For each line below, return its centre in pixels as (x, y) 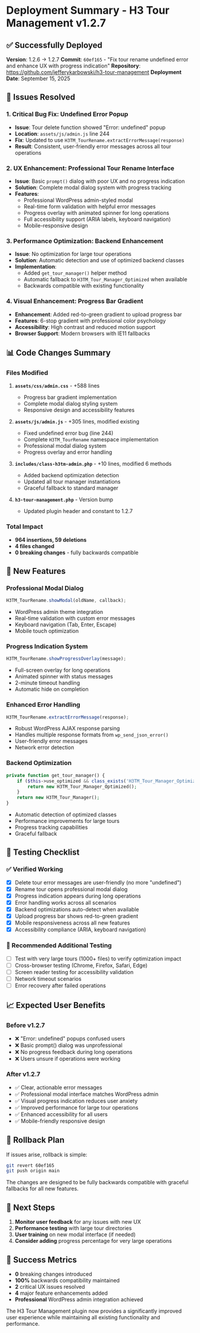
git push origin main (33, 1171)
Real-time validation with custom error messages (75, 618)
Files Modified (27, 373)
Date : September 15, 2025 (38, 79)
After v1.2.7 (23, 1074)
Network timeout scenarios (48, 979)
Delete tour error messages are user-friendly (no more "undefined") (98, 882)
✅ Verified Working (35, 870)
